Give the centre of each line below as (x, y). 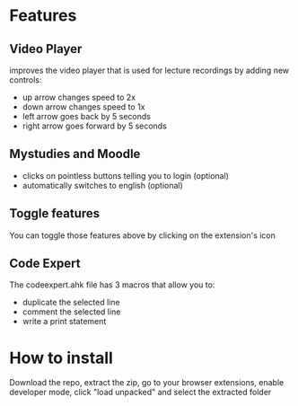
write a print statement (64, 322)
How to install (61, 358)
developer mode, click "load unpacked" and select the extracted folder (140, 393)
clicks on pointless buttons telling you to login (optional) (125, 175)
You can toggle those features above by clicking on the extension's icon (143, 235)
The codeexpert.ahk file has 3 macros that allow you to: (112, 285)
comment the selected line (71, 312)
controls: (26, 80)
